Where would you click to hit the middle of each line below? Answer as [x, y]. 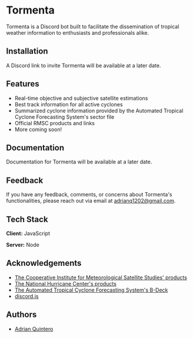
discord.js [26, 296]
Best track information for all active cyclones [69, 104]
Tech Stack [27, 219]
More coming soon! [38, 129]
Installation [27, 51]
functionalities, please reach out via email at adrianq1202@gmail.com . [91, 201]
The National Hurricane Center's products [65, 283]
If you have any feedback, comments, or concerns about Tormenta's [89, 195]
